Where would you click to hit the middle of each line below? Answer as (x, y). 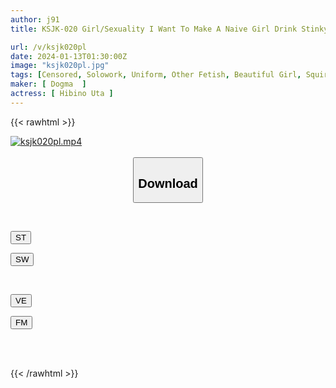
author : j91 (35, 19)
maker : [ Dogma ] (48, 84)
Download (168, 183)
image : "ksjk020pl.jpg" (60, 66)
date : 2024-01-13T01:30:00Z (69, 56)
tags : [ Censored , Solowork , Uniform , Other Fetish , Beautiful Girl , (156, 75)
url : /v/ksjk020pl (48, 47)
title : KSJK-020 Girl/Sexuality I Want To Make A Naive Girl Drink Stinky (169, 29)
